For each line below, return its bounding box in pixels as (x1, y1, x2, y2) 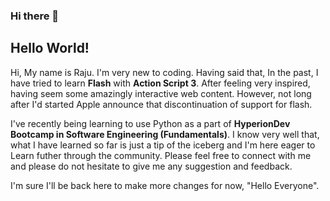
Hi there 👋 (10, 9, 60, 23)
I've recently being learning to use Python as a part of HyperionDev (10, 117, 291, 129)
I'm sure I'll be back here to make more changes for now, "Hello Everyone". (10, 179, 320, 191)
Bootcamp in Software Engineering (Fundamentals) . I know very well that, (10, 128, 320, 140)
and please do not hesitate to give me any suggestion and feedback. (10, 160, 293, 172)
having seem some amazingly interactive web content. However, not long (10, 87, 312, 99)
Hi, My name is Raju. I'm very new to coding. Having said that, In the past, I (10, 66, 319, 78)
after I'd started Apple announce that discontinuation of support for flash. (10, 98, 313, 110)
